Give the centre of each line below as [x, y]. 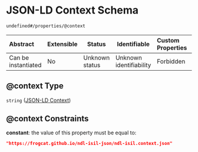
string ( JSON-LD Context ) [39, 100]
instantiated [25, 65]
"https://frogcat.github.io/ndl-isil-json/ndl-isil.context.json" [89, 144]
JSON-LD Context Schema [72, 10]
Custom [168, 40]
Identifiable [133, 44]
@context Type [35, 86]
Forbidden [171, 61]
